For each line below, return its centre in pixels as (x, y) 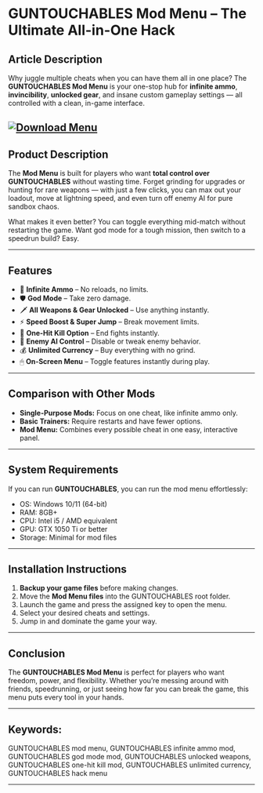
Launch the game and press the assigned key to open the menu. (123, 605)
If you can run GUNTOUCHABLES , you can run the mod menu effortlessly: (128, 489)
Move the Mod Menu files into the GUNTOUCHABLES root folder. (125, 596)
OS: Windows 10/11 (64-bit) (63, 504)
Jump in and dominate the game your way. (88, 621)
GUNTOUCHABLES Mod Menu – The (127, 14)
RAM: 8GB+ (38, 512)
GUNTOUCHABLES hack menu (58, 773)
